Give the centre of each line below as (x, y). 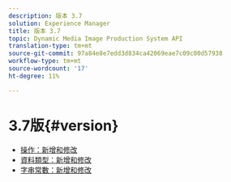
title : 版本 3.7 (34, 31)
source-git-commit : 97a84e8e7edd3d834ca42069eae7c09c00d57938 (115, 53)
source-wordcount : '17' (49, 69)
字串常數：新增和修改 (56, 170)
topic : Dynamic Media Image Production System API (96, 38)
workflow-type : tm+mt (45, 61)
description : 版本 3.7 (45, 16)
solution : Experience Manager (60, 23)
